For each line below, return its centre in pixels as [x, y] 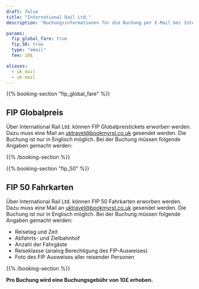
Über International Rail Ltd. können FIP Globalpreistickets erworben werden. [99, 127]
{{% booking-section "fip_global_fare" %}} [58, 94]
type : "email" [29, 50]
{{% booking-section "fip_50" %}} [48, 169]
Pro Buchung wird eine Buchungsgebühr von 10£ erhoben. [80, 280]
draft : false [22, 12]
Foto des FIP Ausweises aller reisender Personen [74, 257]
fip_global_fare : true [39, 39]
